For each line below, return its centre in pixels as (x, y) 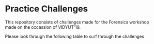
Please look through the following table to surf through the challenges (75, 36)
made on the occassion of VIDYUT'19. (43, 27)
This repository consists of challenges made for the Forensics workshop (77, 22)
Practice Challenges (46, 9)
